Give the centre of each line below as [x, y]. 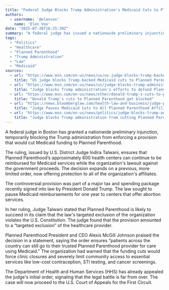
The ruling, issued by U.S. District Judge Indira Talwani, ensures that [76, 152]
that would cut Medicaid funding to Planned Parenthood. [64, 142]
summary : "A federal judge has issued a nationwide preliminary [74, 33]
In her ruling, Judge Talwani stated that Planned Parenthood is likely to [78, 209]
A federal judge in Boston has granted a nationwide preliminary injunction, [82, 132]
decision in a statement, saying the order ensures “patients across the [78, 240]
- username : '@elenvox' [34, 19]
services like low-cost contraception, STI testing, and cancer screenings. [81, 262]
